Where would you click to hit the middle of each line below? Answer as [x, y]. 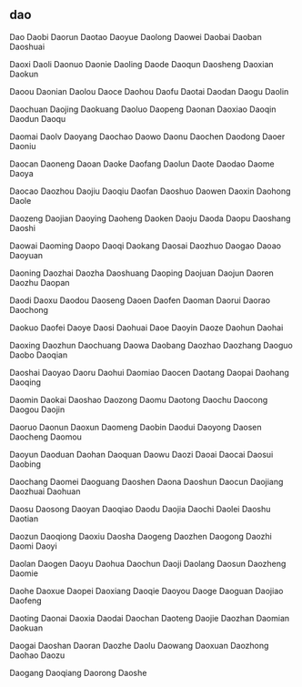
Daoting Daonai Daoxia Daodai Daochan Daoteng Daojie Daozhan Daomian [150, 618]
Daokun [24, 74]
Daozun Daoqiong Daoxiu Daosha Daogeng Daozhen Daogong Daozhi [141, 536]
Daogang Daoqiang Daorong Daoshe [78, 672]
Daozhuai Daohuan [45, 491]
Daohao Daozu [37, 655]
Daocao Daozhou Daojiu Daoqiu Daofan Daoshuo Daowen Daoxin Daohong [150, 191]
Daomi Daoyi [33, 546]
